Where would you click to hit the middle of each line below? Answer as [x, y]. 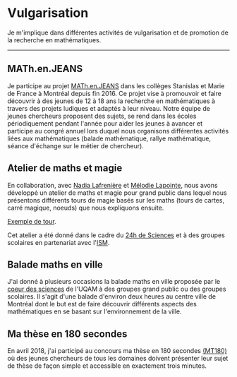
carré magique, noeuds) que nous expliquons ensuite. [86, 208]
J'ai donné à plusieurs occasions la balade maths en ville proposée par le [114, 282]
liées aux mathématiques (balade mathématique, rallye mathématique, [109, 138]
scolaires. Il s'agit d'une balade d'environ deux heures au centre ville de [112, 297]
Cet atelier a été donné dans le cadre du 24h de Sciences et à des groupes [116, 235]
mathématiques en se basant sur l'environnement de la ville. [95, 311]
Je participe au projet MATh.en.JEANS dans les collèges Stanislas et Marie [116, 85]
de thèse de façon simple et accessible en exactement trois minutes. [107, 366]
